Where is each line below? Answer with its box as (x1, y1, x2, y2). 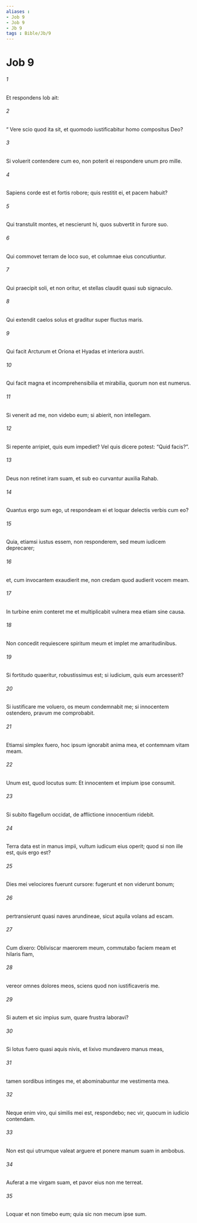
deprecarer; (6, 544, 35, 551)
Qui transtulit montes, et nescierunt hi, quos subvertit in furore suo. (6, 221, 169, 228)
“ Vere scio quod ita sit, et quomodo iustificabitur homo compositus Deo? (6, 125, 183, 133)
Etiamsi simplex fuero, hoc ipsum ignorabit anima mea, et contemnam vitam (6, 741, 189, 748)
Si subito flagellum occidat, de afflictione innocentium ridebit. (6, 811, 155, 818)
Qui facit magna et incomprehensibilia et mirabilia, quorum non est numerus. (6, 379, 191, 386)
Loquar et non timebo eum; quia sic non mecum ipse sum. (6, 1211, 147, 1218)
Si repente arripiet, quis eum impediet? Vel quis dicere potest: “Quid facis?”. (6, 443, 189, 450)
